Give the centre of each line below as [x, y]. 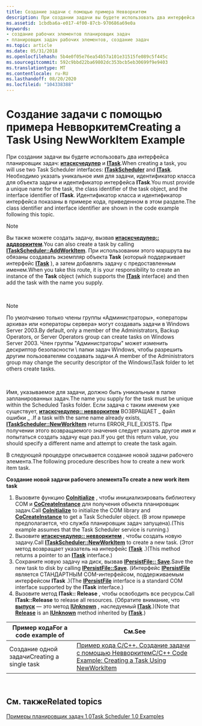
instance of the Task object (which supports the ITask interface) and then [98, 276]
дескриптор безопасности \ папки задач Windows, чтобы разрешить [95, 349]
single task [25, 664]
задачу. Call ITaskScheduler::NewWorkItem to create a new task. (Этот [104, 542]
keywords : [19, 29]
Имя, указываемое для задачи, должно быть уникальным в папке [91, 392]
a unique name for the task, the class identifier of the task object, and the [97, 189]
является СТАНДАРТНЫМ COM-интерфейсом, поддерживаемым [99, 574]
